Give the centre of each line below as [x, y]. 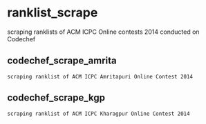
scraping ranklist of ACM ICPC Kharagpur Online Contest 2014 [99, 114]
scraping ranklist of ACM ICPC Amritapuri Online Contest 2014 [100, 76]
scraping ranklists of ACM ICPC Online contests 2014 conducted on [103, 32]
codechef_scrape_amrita [62, 61]
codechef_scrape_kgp [56, 98]
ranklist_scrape [53, 13]
